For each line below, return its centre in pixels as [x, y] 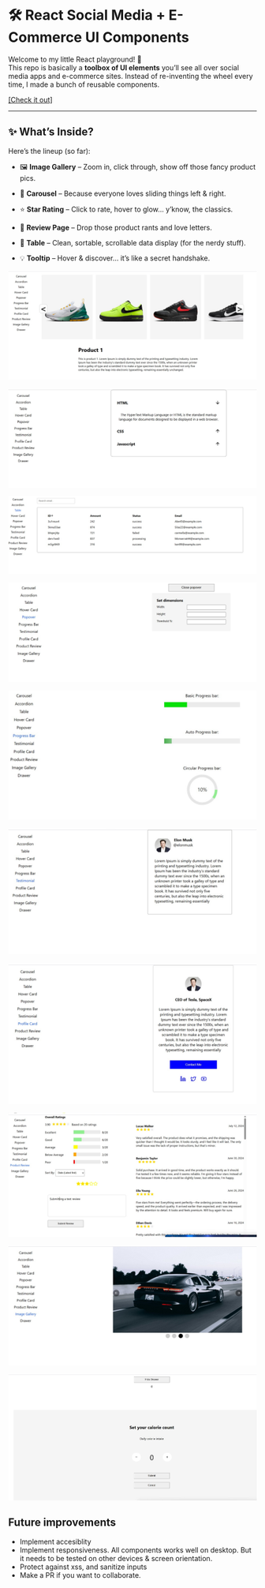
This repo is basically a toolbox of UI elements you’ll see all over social [123, 67]
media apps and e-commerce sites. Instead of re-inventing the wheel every [131, 76]
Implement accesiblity [56, 1541]
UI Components [137, 37]
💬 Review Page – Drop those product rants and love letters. [116, 227]
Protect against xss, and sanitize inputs [83, 1567]
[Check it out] [30, 99]
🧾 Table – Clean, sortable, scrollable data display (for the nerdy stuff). [132, 242]
